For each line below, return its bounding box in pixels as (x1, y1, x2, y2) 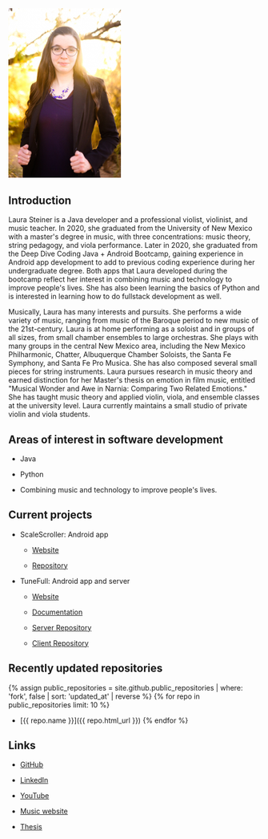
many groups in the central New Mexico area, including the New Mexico (8, 341, 246, 351)
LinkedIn (19, 776, 49, 785)
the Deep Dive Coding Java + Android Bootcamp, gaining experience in (8, 249, 244, 259)
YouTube (19, 791, 50, 800)
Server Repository (31, 622, 92, 632)
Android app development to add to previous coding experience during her (8, 257, 255, 267)
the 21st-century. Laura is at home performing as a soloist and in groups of (8, 324, 254, 334)
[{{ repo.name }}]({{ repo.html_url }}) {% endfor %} (19, 715, 189, 725)
